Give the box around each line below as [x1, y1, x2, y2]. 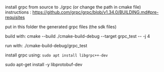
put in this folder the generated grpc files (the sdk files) [5, 24, 117, 30]
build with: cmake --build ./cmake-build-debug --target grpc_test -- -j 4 [5, 34, 150, 39]
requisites [5, 15, 25, 20]
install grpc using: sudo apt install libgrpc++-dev [5, 52, 108, 58]
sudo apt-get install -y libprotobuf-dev [5, 62, 83, 67]
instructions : [5, 9, 32, 15]
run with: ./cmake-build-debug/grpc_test [5, 43, 88, 48]
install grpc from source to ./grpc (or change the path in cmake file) [5, 4, 141, 10]
